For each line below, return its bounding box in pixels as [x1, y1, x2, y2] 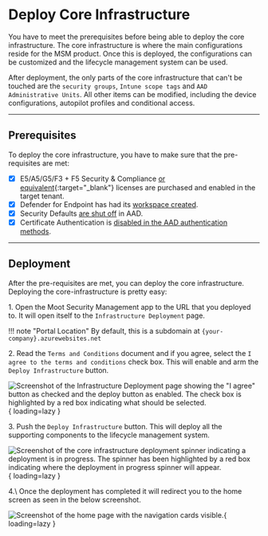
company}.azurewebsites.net [8, 335, 102, 342]
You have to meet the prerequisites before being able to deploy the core [8, 32, 245, 41]
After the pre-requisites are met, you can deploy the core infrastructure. [8, 278, 245, 288]
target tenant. [19, 191, 65, 201]
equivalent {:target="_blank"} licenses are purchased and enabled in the [19, 182, 256, 192]
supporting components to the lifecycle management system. [8, 430, 210, 440]
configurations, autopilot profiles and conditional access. [8, 98, 195, 108]
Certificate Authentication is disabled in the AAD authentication [19, 217, 228, 227]
